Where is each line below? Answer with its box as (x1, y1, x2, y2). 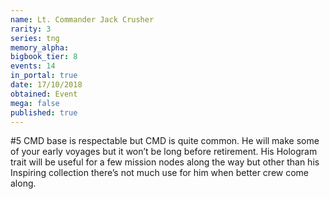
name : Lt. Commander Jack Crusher (10, 14, 155, 25)
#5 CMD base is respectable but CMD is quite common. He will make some (10, 135, 320, 147)
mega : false (10, 98, 60, 108)
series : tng (10, 33, 60, 43)
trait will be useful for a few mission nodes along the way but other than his (10, 156, 320, 168)
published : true (10, 107, 78, 118)
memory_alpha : (10, 42, 70, 53)
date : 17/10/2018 (10, 80, 83, 90)
